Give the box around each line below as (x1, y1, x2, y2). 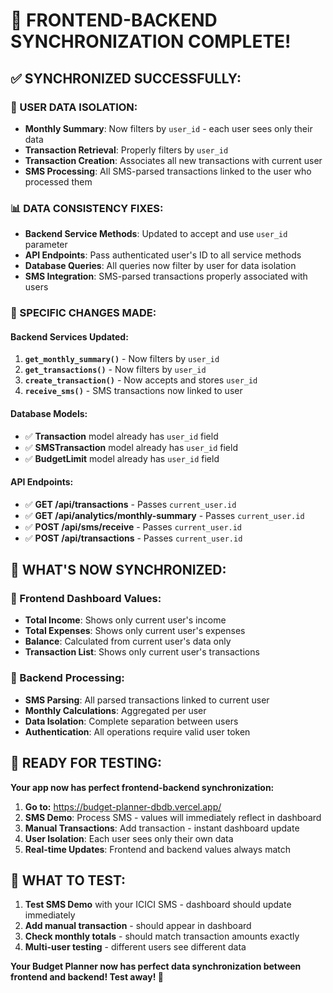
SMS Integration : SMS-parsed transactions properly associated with (24, 270, 308, 283)
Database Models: (10, 407, 88, 419)
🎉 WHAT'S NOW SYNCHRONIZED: (10, 562, 227, 579)
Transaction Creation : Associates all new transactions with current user (24, 154, 323, 166)
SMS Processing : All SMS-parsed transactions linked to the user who (24, 165, 312, 177)
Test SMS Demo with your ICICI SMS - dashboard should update (24, 899, 292, 911)
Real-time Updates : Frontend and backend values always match (24, 843, 291, 855)
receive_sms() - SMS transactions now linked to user (24, 385, 243, 397)
